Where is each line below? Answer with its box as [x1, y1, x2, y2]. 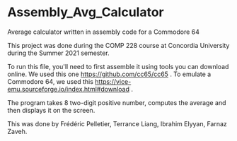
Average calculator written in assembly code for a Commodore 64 [7, 27, 200, 36]
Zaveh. [7, 127, 28, 135]
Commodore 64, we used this [7, 77, 94, 85]
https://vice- [95, 77, 132, 85]
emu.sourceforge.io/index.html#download [7, 85, 129, 93]
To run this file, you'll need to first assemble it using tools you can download [7, 62, 229, 70]
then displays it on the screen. [7, 106, 96, 114]
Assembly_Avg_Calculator [7, 4, 164, 20]
